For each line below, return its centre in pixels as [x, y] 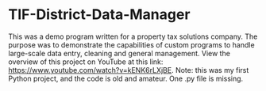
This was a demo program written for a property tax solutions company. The [133, 36]
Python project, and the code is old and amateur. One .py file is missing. [126, 78]
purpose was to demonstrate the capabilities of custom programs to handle [132, 44]
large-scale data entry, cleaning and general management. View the [119, 53]
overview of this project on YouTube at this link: [86, 62]
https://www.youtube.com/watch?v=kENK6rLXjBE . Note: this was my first [129, 70]
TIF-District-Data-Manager [99, 15]
